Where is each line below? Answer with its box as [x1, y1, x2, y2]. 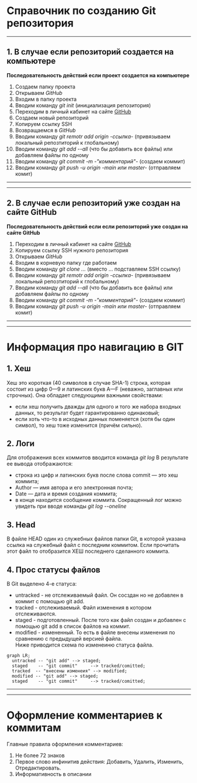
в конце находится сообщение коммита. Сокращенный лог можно [15, 497, 182, 504]
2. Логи [6, 438, 34, 449]
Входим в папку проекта [15, 95, 77, 102]
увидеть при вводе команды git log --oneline [15, 502, 127, 510]
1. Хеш [6, 364, 31, 374]
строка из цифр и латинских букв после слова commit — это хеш [15, 471, 178, 478]
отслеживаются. [15, 610, 57, 617]
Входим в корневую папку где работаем [15, 259, 117, 266]
